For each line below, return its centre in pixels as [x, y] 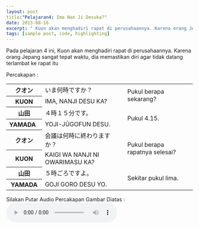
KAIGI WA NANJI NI [72, 154]
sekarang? [142, 99]
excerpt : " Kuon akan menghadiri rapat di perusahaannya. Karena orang [96, 28]
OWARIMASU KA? [70, 162]
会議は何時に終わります [78, 135]
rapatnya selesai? [152, 152]
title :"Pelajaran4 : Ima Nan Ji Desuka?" [57, 17]
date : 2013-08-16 [28, 23]
